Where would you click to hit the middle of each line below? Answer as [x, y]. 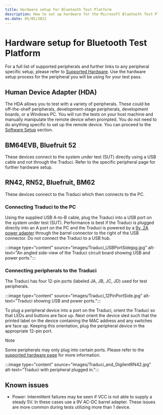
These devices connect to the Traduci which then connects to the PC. [75, 194]
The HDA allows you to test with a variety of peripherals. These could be [78, 104]
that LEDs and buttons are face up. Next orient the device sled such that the [81, 316]
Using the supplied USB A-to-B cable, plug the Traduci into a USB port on [78, 218]
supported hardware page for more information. [53, 355]
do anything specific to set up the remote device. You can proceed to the [78, 125]
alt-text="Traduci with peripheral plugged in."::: [52, 370]
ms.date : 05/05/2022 [26, 19]
